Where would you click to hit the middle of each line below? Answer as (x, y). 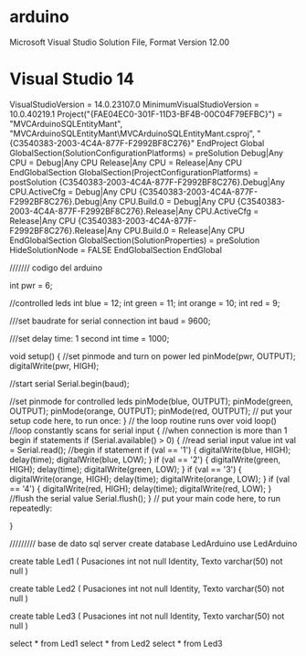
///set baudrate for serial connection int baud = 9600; (110, 321)
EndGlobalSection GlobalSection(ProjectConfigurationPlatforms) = (134, 172)
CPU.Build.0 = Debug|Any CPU (177, 201)
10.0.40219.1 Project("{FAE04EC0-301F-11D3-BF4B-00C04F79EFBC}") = (146, 114)
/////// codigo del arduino (56, 268)
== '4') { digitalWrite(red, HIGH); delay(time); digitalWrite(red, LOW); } (141, 488)
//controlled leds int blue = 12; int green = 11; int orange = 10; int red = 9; (145, 302)
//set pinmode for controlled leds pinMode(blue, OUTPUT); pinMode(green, (152, 401)
